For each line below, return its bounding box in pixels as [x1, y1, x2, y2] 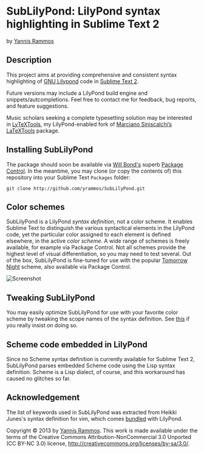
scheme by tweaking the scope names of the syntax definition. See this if [6, 315, 190, 323]
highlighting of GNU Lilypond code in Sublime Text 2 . [6, 77, 139, 85]
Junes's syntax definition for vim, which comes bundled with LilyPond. [6, 415, 183, 422]
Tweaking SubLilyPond [6, 292, 95, 303]
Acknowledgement [6, 392, 80, 403]
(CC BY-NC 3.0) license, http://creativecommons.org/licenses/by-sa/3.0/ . [6, 440, 190, 447]
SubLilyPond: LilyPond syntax [6, 4, 161, 18]
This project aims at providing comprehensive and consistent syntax [6, 71, 177, 78]
